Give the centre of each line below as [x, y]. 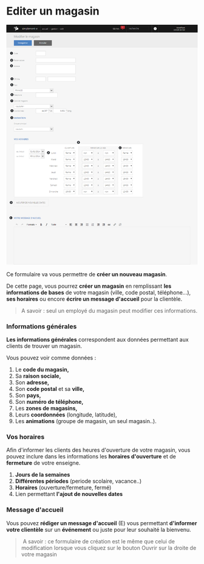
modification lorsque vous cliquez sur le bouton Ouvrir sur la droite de [109, 548]
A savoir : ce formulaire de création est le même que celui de [99, 541]
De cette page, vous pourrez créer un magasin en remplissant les [89, 286]
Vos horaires [25, 437]
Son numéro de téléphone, [49, 401]
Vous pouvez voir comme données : [51, 358]
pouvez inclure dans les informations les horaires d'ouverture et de [91, 457]
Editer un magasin [53, 11]
